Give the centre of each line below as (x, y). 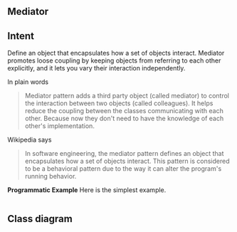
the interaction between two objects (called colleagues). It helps (119, 103)
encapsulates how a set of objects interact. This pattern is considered (127, 161)
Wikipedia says (30, 140)
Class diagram (40, 219)
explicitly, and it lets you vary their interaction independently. (96, 68)
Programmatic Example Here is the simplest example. (87, 190)
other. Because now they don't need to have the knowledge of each (124, 118)
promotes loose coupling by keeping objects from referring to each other (114, 60)
